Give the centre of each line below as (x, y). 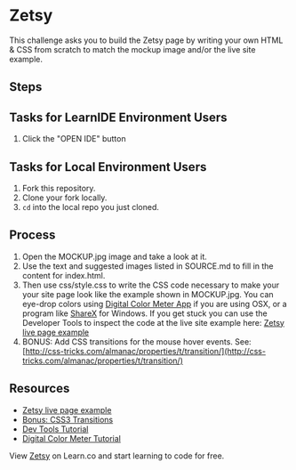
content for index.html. (64, 275)
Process (32, 235)
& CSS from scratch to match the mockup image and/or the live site (132, 49)
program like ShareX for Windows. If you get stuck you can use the (145, 313)
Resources (40, 389)
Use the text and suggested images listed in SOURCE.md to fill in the (148, 266)
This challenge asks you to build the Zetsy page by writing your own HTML (146, 40)
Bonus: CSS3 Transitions (68, 419)
